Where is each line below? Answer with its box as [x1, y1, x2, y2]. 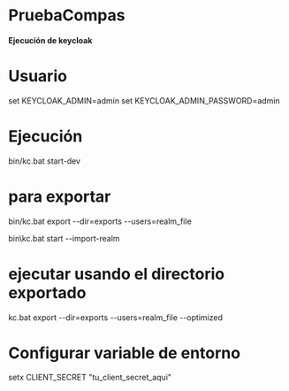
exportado [8, 282, 87, 303]
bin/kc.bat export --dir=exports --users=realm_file [8, 216, 192, 226]
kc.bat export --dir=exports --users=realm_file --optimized [8, 311, 223, 323]
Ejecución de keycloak [8, 34, 93, 45]
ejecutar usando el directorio [8, 264, 225, 284]
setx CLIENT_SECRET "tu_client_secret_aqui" [8, 372, 172, 383]
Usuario [8, 65, 68, 86]
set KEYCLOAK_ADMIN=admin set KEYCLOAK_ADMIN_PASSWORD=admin [8, 95, 280, 106]
